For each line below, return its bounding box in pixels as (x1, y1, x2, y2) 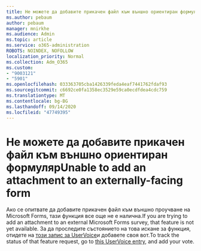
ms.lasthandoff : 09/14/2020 (6, 103, 77, 110)
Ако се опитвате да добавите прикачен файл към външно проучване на (6, 206, 190, 213)
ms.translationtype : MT (6, 92, 66, 98)
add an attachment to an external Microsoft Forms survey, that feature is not (6, 219, 194, 226)
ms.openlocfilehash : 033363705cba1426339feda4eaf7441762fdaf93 (6, 82, 167, 88)
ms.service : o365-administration (6, 43, 90, 49)
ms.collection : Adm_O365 (6, 59, 68, 65)
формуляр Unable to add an (6, 160, 147, 174)
